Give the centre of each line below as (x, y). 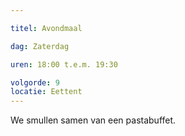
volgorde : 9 (35, 82)
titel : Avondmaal (46, 28)
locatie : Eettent (46, 92)
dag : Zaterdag (40, 46)
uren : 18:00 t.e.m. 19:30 (64, 64)
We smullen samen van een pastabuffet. (93, 120)
